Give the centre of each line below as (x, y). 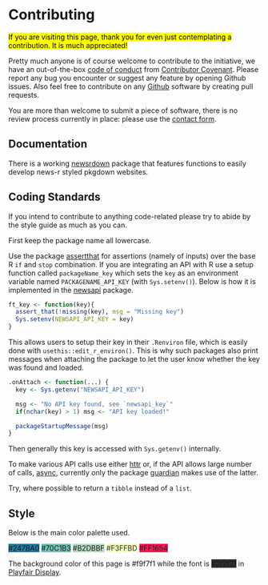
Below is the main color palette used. (69, 533)
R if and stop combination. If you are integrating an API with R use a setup (131, 264)
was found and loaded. (46, 368)
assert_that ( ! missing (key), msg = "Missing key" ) (100, 312)
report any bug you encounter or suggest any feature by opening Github (127, 78)
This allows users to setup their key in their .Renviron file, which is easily (128, 343)
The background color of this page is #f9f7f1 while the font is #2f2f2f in (126, 564)
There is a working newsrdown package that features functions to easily (127, 163)
